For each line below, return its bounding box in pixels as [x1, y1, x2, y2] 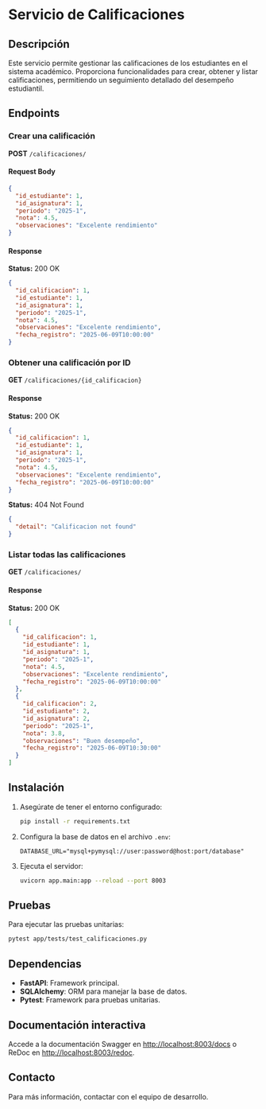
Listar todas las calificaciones [8, 549, 126, 560]
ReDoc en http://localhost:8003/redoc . [8, 1048, 135, 1057]
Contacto [8, 1071, 56, 1084]
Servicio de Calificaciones [8, 6, 185, 24]
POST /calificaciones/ [8, 149, 87, 158]
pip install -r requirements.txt [19, 817, 131, 825]
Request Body [8, 167, 56, 177]
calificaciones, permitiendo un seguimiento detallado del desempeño [8, 76, 234, 84]
